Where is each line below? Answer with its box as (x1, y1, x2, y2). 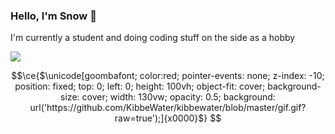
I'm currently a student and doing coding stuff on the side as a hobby (10, 32, 296, 44)
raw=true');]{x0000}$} (114, 112, 208, 124)
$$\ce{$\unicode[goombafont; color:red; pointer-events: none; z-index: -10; (11, 70, 325, 82)
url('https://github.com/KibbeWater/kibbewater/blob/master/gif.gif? (29, 102, 307, 114)
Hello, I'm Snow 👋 (10, 9, 97, 23)
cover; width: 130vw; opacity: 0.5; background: (81, 91, 276, 103)
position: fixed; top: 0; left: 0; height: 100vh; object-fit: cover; (14, 80, 266, 93)
